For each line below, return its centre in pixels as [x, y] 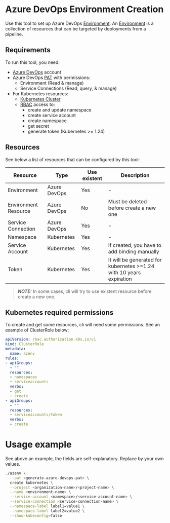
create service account [52, 115]
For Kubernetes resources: [40, 94]
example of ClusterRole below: [37, 330]
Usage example [38, 445]
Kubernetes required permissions [59, 312]
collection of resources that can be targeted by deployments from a [76, 28]
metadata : [16, 349]
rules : [12, 358]
